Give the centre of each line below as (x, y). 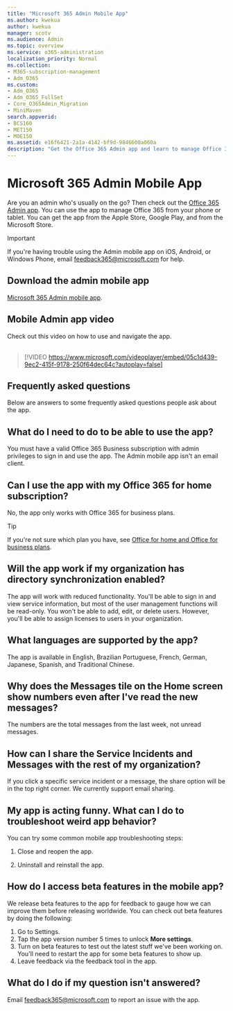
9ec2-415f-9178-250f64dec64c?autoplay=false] (93, 364)
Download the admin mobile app (78, 281)
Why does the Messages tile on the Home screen (115, 687)
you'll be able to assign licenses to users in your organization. (95, 618)
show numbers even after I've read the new (103, 697)
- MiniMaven (24, 110)
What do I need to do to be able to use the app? (110, 432)
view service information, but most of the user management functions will (112, 604)
